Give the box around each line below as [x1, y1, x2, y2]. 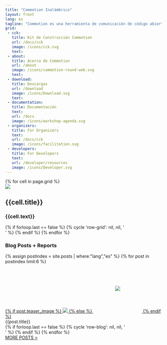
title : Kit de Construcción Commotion [11, 35, 92, 40]
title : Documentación [11, 105, 57, 110]
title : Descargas [11, 81, 48, 86]
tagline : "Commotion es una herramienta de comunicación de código [5, 21, 148, 26]
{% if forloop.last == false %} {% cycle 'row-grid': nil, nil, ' [5, 224, 124, 230]
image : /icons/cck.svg [11, 44, 59, 49]
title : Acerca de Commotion [11, 58, 70, 63]
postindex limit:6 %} [5, 259, 46, 265]
